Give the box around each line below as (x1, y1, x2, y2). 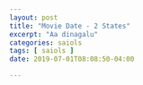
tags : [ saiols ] (9, 47, 75, 55)
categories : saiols (9, 38, 83, 47)
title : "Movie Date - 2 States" (9, 21, 130, 30)
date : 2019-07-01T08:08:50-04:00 (9, 55, 135, 64)
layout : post (9, 13, 58, 22)
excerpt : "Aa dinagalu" (9, 30, 99, 38)
